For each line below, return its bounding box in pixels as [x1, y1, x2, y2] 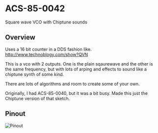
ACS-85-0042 [5, 3, 65, 14]
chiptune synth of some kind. [5, 71, 64, 77]
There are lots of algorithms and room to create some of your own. [5, 81, 140, 87]
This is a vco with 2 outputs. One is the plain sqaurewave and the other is [5, 61, 153, 66]
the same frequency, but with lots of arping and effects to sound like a [5, 66, 147, 72]
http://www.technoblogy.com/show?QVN [5, 51, 88, 57]
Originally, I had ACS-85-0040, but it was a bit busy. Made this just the [5, 90, 148, 96]
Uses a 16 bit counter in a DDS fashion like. [5, 46, 92, 52]
